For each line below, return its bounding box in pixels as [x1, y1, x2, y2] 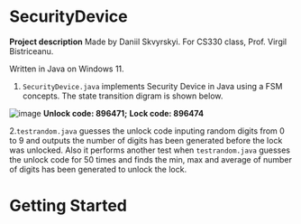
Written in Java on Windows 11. [9, 63, 124, 74]
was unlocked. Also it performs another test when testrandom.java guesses [9, 145, 291, 155]
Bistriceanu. [9, 45, 54, 56]
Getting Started [9, 196, 128, 216]
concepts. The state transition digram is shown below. [22, 90, 223, 101]
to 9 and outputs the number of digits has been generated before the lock [9, 135, 283, 145]
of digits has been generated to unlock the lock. [9, 163, 187, 174]
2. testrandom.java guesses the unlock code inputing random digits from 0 [9, 125, 286, 136]
